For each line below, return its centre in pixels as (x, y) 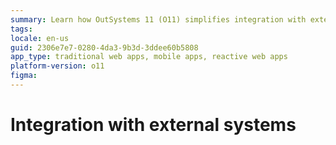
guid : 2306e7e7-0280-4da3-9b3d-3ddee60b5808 (104, 47)
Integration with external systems (153, 125)
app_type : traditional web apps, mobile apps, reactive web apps (149, 57)
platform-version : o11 (57, 66)
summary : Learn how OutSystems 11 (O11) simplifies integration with (158, 19)
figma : (24, 76)
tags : (21, 29)
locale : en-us (40, 38)
